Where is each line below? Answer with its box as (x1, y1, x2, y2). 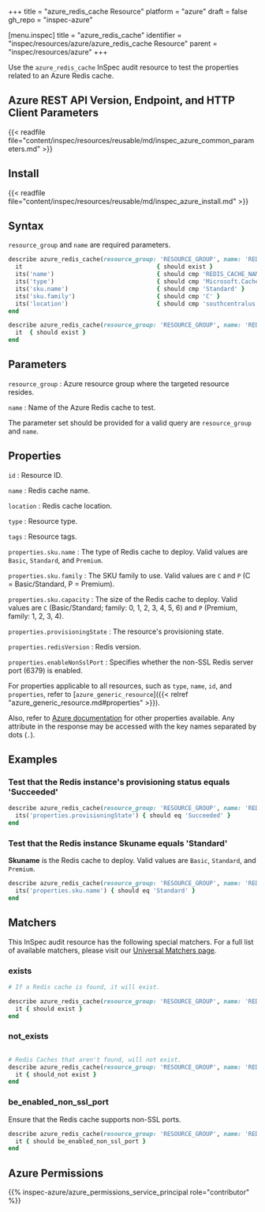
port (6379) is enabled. (8, 665, 83, 675)
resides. (8, 387, 35, 396)
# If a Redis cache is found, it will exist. (8, 983, 160, 991)
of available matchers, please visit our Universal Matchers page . (8, 945, 217, 955)
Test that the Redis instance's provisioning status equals (8, 777, 230, 787)
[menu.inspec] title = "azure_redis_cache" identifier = (8, 31, 182, 40)
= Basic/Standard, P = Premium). (8, 579, 115, 589)
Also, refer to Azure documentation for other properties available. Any (8, 713, 235, 722)
